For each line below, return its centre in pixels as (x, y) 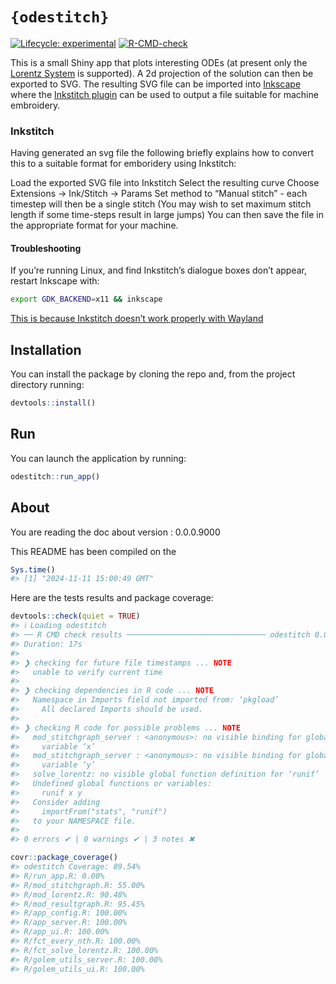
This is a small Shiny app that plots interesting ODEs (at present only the (159, 62)
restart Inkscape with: (55, 281)
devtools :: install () (53, 403)
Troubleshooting (46, 248)
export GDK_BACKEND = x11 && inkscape (86, 299)
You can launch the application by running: (98, 458)
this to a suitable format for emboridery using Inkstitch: (123, 164)
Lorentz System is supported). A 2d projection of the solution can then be (162, 73)
